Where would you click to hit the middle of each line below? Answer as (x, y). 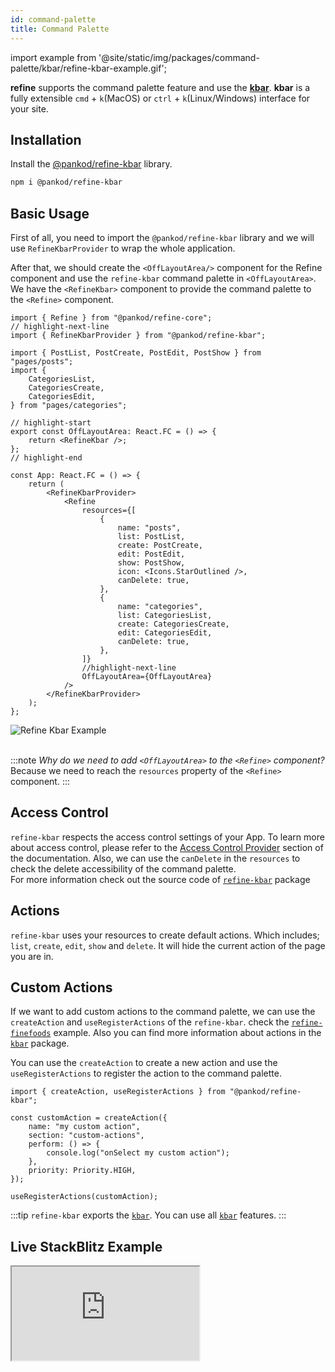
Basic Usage (50, 213)
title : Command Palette (60, 29)
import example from (53, 57)
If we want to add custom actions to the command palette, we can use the (163, 1012)
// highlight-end (46, 458)
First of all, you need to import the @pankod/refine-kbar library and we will (162, 237)
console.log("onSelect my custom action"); (138, 1153)
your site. (29, 108)
